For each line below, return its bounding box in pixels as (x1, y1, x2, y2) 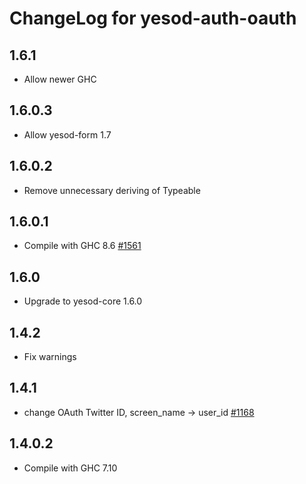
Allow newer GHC (23, 73, 97, 85)
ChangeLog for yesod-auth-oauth (9, 7, 297, 30)
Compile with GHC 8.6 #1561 (23, 240, 142, 252)
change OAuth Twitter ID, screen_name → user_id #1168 (23, 406, 255, 418)
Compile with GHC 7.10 (23, 462, 118, 474)
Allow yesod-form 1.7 (23, 128, 112, 141)
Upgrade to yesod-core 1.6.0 (23, 295, 143, 307)
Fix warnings (23, 351, 77, 363)
